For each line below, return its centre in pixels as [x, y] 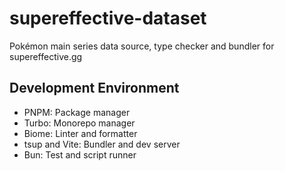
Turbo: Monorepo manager [79, 123]
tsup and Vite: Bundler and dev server [102, 144]
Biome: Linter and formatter [80, 133]
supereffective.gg [46, 56]
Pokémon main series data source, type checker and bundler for [142, 46]
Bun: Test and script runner [80, 154]
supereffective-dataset [108, 18]
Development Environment [94, 88]
